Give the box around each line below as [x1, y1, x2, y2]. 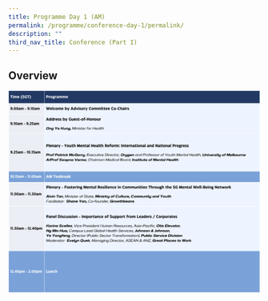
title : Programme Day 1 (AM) [8, 13, 106, 21]
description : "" [8, 30, 62, 38]
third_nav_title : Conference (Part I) [8, 38, 138, 46]
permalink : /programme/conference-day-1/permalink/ [8, 21, 184, 30]
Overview [8, 69, 58, 82]
